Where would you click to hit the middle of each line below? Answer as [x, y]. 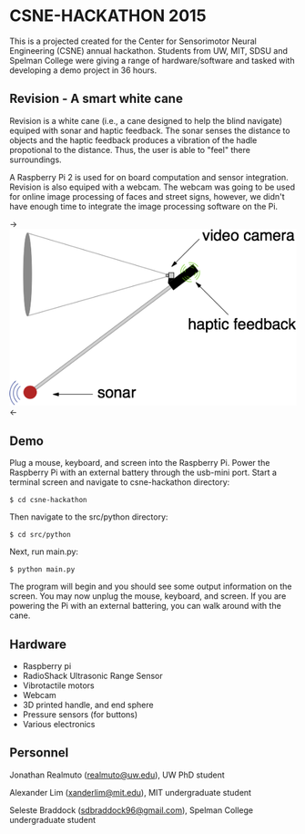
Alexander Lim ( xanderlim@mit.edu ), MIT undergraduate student [131, 792]
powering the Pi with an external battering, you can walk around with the [146, 606]
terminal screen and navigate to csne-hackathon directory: [120, 482]
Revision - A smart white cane [97, 99]
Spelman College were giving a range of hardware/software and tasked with [152, 60]
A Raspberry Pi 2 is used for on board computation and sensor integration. [149, 177]
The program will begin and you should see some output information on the [151, 587]
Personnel [39, 753]
